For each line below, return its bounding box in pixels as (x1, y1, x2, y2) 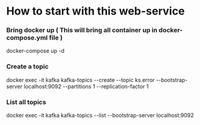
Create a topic (6, 62, 49, 71)
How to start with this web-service (6, 4, 185, 18)
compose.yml (6, 33, 48, 42)
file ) (49, 33, 63, 42)
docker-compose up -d (6, 47, 65, 55)
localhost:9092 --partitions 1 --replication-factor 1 (24, 83, 149, 90)
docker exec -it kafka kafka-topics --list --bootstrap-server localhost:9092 (6, 112, 195, 119)
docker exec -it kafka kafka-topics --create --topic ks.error (6, 76, 155, 83)
